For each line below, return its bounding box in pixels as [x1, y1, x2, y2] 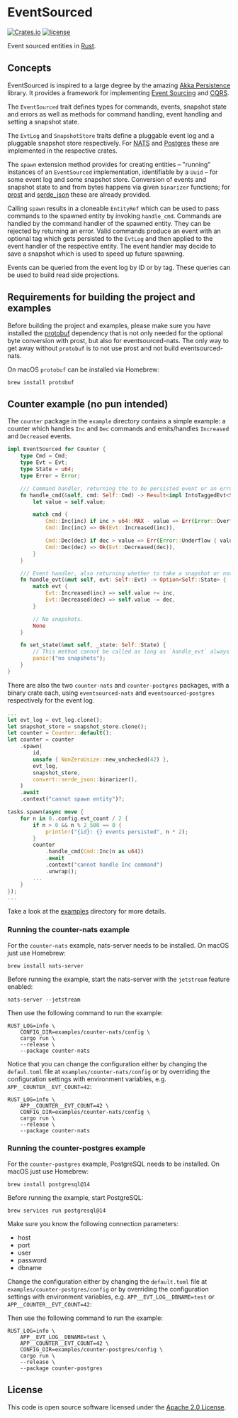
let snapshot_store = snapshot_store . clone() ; [7, 722, 147, 730]
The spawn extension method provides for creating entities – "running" [7, 160, 211, 168]
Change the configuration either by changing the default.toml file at [7, 1277, 208, 1286]
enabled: [7, 982, 33, 991]
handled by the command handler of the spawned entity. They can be [7, 219, 211, 227]
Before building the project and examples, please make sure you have [7, 321, 211, 330]
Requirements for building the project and [7, 291, 196, 303]
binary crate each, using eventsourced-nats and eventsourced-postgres [7, 688, 215, 697]
